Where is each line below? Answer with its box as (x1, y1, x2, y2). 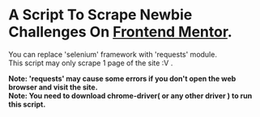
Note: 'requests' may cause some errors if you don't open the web (8, 73, 237, 83)
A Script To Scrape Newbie (8, 6, 193, 24)
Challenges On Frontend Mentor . (8, 23, 232, 41)
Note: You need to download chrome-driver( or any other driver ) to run (8, 90, 253, 100)
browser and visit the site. (8, 82, 99, 92)
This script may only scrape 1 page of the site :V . (8, 58, 173, 68)
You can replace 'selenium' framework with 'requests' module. (8, 49, 217, 59)
